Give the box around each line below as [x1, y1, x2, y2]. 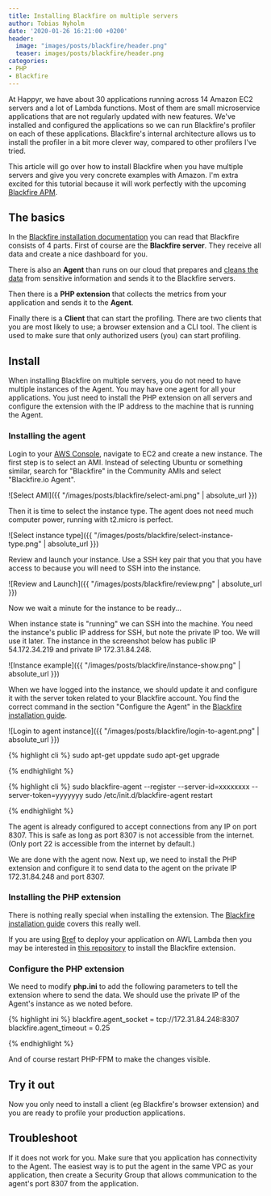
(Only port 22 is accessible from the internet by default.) [8, 838, 196, 848]
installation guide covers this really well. [8, 918, 141, 928]
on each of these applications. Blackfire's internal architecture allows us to [8, 129, 256, 138]
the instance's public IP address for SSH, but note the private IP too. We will [8, 627, 261, 637]
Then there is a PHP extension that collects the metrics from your [8, 289, 227, 299]
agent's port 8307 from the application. [8, 1178, 139, 1188]
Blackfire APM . [8, 187, 58, 197]
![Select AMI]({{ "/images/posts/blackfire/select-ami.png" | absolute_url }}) [8, 490, 258, 500]
